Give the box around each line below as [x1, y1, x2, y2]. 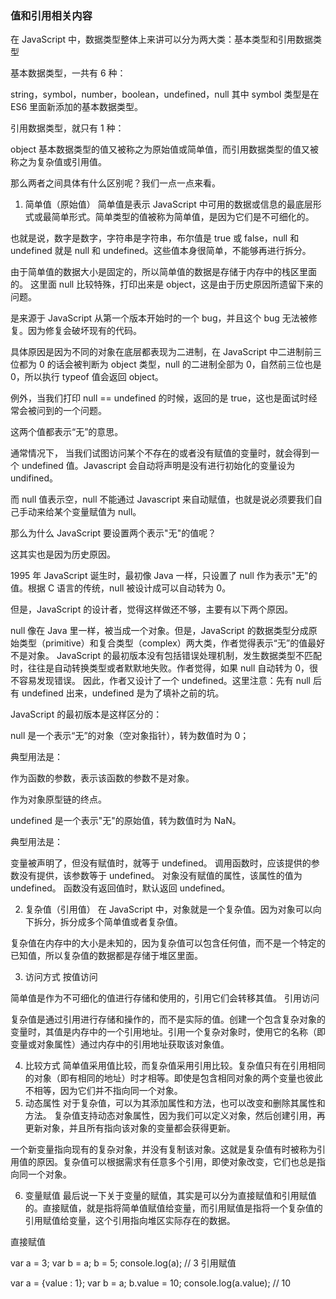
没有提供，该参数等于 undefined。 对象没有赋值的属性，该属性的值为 [18, 870, 303, 882]
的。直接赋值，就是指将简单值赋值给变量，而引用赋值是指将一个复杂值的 [24, 1202, 323, 1214]
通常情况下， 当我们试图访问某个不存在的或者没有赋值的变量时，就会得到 [10, 447, 311, 459]
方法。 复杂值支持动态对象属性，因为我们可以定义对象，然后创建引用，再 [24, 1110, 326, 1122]
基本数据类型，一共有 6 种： [10, 67, 127, 79]
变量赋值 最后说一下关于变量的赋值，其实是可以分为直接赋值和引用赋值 [24, 1190, 317, 1202]
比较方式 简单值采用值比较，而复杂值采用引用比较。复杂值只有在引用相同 [24, 1060, 326, 1072]
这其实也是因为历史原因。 [10, 548, 116, 561]
